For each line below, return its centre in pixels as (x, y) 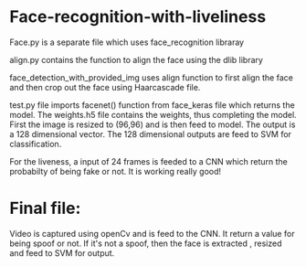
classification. (36, 144)
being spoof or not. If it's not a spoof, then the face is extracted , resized (146, 243)
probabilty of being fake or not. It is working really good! (116, 171)
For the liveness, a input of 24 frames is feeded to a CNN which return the (148, 161)
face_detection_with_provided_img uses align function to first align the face (152, 77)
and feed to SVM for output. (62, 252)
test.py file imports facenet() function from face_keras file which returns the (152, 105)
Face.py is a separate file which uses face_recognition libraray (127, 42)
